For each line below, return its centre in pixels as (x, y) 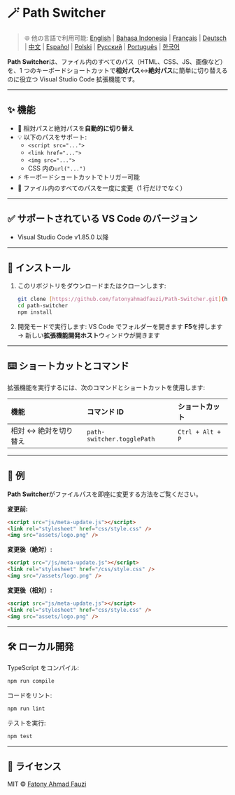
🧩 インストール (39, 268)
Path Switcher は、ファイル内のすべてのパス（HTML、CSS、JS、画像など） (117, 61)
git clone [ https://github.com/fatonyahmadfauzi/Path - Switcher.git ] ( (121, 299)
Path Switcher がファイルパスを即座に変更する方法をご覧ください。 (105, 494)
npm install (35, 312)
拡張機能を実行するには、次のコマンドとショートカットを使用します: (106, 387)
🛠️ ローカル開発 (41, 647)
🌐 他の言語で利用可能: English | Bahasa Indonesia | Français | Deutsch (126, 38)
